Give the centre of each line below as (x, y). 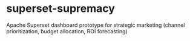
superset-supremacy (61, 9)
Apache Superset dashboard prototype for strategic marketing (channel (96, 25)
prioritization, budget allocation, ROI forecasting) (67, 31)
